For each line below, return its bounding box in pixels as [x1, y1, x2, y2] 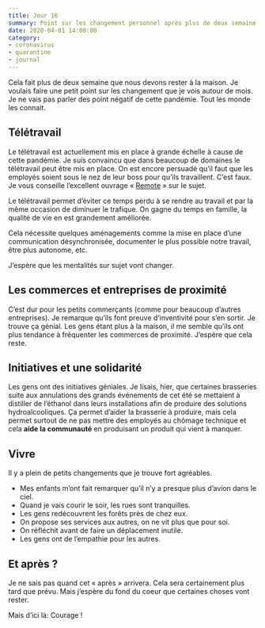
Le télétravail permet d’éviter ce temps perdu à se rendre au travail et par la [8, 196, 254, 205]
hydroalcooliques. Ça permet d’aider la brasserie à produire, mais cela [8, 408, 237, 417]
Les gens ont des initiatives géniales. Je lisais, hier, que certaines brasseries [8, 382, 257, 392]
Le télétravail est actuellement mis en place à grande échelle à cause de [8, 147, 244, 156]
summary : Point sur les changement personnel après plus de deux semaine [8, 19, 257, 27]
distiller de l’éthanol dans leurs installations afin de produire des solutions [8, 399, 248, 408]
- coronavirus [8, 41, 55, 49]
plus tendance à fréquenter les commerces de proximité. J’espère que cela [8, 330, 253, 339]
